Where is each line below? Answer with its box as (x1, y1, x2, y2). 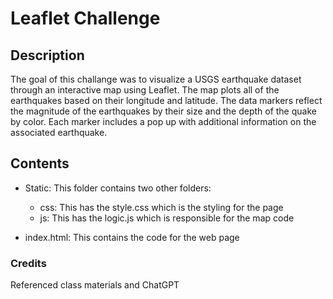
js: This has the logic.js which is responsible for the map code (39, 212, 295, 224)
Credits (10, 256, 47, 270)
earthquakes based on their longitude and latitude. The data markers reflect (10, 95, 323, 106)
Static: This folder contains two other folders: (24, 182, 212, 194)
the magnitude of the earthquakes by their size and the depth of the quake (10, 105, 317, 117)
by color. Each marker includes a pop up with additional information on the (10, 116, 317, 127)
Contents (10, 155, 70, 172)
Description (10, 47, 85, 64)
